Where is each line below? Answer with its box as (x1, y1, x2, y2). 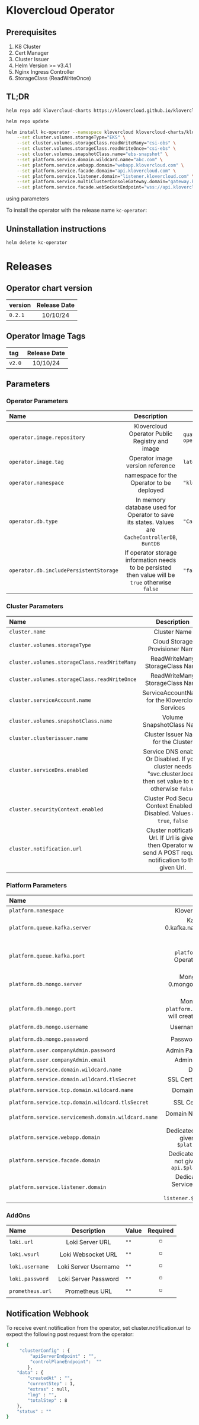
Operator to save (127, 511, 175, 519)
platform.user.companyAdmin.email (9, 1056, 107, 1063)
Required (147, 1226, 174, 1235)
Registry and (133, 437, 169, 445)
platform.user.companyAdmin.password (9, 1047, 115, 1053)
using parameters (6, 195, 49, 202)
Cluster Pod (144, 794, 177, 802)
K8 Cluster (14, 43, 41, 50)
